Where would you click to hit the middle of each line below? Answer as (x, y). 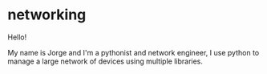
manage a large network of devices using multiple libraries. (105, 61)
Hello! (17, 37)
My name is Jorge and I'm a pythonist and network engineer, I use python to (133, 52)
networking (47, 15)
